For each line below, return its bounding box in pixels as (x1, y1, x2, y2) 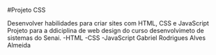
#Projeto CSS (7, 6, 46, 14)
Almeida (7, 41, 31, 49)
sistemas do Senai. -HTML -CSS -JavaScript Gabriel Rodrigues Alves (7, 34, 206, 42)
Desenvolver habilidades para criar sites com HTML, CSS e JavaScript (7, 19, 209, 27)
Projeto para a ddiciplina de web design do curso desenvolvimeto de (7, 27, 204, 34)
